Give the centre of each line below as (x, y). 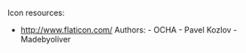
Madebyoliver (45, 39)
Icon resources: (36, 13)
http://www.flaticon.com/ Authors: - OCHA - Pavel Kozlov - (128, 30)
